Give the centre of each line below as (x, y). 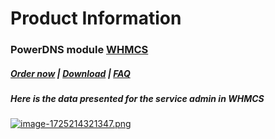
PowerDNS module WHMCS (79, 50)
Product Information (96, 18)
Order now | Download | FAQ (70, 73)
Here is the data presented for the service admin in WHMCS (137, 99)
